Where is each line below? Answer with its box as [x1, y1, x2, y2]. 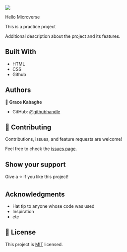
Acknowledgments [5, 190, 65, 198]
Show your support [5, 160, 66, 168]
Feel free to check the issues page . [5, 146, 77, 152]
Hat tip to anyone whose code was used [12, 203, 95, 209]
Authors [5, 86, 31, 94]
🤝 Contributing [5, 123, 52, 132]
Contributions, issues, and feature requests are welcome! [5, 136, 123, 142]
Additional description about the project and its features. [5, 33, 121, 39]
